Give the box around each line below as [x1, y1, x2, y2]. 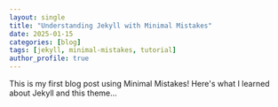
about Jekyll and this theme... [9, 88, 117, 98]
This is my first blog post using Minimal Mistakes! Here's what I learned [9, 79, 270, 88]
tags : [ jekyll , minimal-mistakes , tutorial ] [9, 46, 177, 55]
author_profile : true [9, 54, 90, 63]
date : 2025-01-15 [9, 29, 74, 38]
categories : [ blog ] [9, 37, 82, 47]
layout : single [9, 12, 66, 22]
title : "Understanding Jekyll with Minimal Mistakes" [9, 21, 213, 30]
